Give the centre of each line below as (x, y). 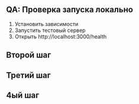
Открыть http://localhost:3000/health (61, 36)
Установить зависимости (46, 24)
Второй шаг (29, 55)
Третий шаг (29, 75)
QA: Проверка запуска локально (69, 10)
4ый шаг (23, 95)
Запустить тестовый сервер (50, 30)
